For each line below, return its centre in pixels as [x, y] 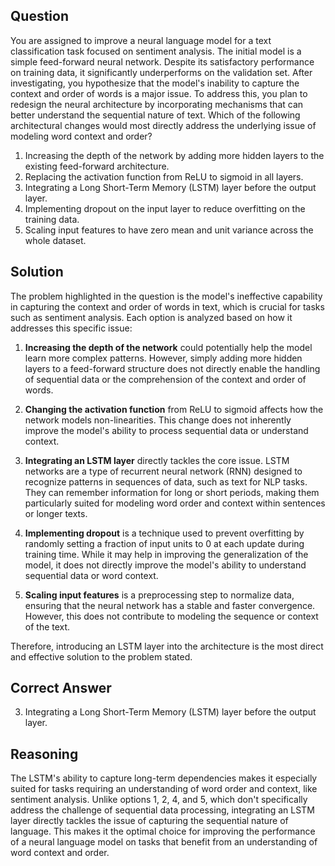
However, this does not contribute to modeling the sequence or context [171, 616]
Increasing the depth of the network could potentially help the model [168, 347]
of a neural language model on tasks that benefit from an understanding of [164, 842]
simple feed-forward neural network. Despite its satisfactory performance [162, 61]
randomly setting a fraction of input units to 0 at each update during [164, 543]
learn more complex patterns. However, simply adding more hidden [163, 358]
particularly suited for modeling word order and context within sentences [175, 503]
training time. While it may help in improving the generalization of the [166, 554]
